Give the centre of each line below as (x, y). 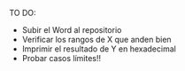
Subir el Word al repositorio (72, 30)
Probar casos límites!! (62, 58)
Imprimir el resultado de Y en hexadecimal (99, 49)
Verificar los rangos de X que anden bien (96, 39)
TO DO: (23, 13)
